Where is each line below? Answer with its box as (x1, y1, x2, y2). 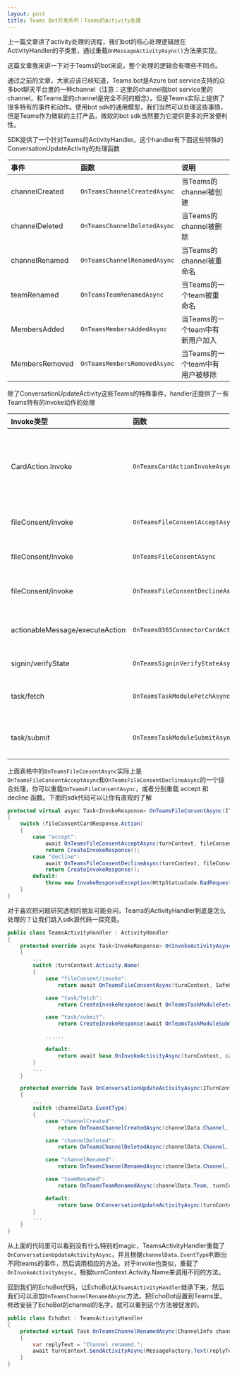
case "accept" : (32, 834, 78, 841)
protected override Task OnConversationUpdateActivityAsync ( (20, 1085, 203, 1092)
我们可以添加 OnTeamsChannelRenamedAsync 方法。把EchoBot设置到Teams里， (7, 1292, 226, 1300)
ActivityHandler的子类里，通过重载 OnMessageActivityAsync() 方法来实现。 (7, 46, 221, 54)
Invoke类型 (11, 416, 48, 426)
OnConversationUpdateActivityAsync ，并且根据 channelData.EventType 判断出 (7, 1250, 228, 1258)
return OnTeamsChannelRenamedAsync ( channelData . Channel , (57, 1163, 229, 1170)
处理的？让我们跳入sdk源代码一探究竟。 (7, 915, 123, 923)
